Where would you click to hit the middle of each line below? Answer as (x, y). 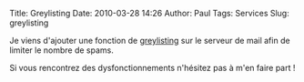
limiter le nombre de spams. (61, 50)
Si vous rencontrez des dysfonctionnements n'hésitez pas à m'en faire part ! (152, 68)
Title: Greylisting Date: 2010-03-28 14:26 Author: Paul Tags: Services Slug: (149, 13)
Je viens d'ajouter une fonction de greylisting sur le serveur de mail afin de (150, 41)
